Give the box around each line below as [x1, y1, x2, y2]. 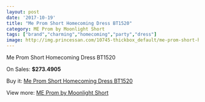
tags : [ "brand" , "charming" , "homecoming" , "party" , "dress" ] [6, 32, 157, 38]
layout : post [6, 8, 40, 15]
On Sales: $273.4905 [6, 66, 61, 73]
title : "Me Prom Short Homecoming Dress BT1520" [6, 20, 132, 26]
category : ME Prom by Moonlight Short [6, 25, 105, 32]
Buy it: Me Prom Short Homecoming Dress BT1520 [6, 77, 133, 84]
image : [6, 37, 23, 43]
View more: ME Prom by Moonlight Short [6, 89, 109, 96]
